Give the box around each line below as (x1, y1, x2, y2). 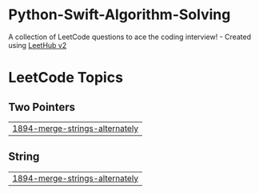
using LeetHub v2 (8, 40, 67, 49)
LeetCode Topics (8, 69, 124, 87)
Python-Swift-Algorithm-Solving (8, 6, 231, 24)
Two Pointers (8, 100, 76, 113)
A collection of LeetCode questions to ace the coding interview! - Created (8, 32, 252, 42)
